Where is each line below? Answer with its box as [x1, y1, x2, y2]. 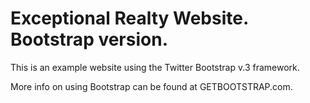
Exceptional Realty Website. [10, 7, 249, 30]
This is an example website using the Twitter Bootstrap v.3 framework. [10, 61, 300, 73]
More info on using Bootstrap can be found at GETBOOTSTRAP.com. [10, 80, 293, 92]
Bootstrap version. [10, 28, 168, 51]
